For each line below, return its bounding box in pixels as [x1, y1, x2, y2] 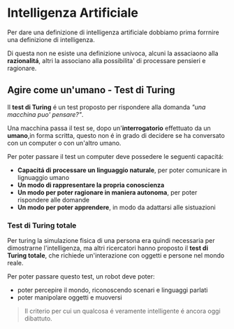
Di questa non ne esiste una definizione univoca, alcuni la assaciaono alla [7, 49, 219, 57]
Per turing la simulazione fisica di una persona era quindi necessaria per [7, 237, 215, 245]
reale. [7, 259, 24, 267]
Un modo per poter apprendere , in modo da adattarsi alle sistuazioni [17, 203, 216, 211]
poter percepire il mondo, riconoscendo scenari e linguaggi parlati [17, 286, 208, 295]
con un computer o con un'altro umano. [7, 139, 122, 147]
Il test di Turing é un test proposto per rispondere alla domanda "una [7, 103, 206, 111]
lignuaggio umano [17, 173, 70, 181]
